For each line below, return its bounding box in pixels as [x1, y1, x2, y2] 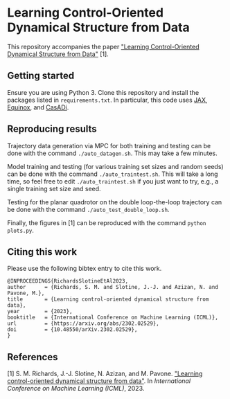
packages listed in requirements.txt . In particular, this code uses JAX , [7, 96, 208, 104]
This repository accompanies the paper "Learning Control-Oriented [7, 42, 200, 51]
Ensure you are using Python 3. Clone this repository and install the [7, 88, 200, 96]
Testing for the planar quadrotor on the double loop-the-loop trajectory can [7, 197, 222, 206]
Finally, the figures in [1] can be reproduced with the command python [7, 218, 206, 227]
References [7, 351, 58, 363]
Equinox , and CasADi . [7, 103, 69, 112]
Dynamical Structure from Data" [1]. [7, 50, 109, 58]
